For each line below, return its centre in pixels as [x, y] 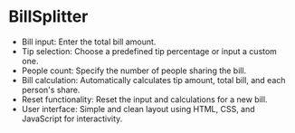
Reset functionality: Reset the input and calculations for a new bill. [144, 99]
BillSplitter [48, 17]
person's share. [51, 90]
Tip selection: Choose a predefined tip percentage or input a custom [149, 51]
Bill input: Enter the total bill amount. [89, 42]
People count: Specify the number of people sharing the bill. [134, 71]
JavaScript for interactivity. [72, 119]
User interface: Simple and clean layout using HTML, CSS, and [138, 109]
